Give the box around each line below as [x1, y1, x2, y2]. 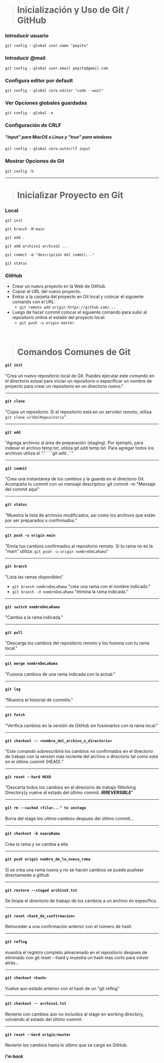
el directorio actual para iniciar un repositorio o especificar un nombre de [5, 378, 152, 384]
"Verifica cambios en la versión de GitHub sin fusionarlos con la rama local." [5, 723, 159, 728]
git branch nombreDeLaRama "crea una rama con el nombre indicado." [12, 583, 151, 589]
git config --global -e [5, 111, 54, 115]
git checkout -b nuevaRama [5, 831, 60, 836]
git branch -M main [5, 227, 45, 232]
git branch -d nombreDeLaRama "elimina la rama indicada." [12, 588, 128, 594]
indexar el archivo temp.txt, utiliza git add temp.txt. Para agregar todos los [5, 445, 154, 451]
